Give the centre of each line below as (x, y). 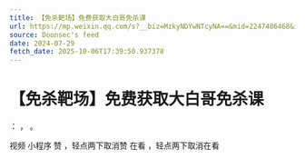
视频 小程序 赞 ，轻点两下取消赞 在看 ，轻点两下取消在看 (114, 145)
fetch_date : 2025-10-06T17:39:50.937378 (87, 52)
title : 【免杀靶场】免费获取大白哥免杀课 (78, 18)
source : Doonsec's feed (54, 35)
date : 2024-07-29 (42, 43)
